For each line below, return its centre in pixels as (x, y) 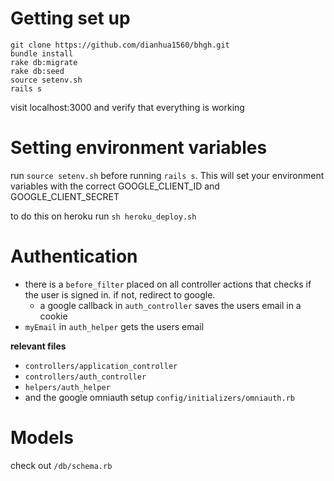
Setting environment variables (139, 148)
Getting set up (70, 18)
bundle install (42, 53)
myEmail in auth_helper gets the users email (114, 326)
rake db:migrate (44, 62)
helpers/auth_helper (67, 387)
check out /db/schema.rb (61, 465)
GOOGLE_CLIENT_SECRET (65, 196)
